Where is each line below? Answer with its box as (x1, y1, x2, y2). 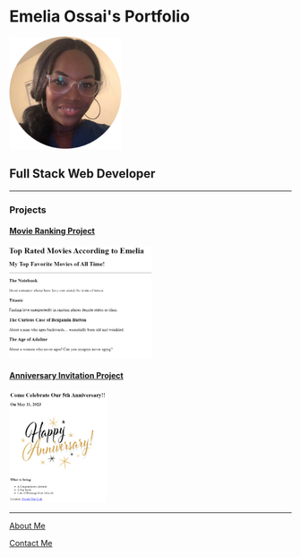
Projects (9, 204, 47, 216)
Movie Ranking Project (9, 226, 96, 237)
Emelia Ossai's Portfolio (9, 6, 191, 27)
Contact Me (9, 538, 53, 549)
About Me (9, 520, 47, 531)
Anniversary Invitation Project (9, 370, 124, 381)
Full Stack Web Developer (9, 166, 156, 181)
